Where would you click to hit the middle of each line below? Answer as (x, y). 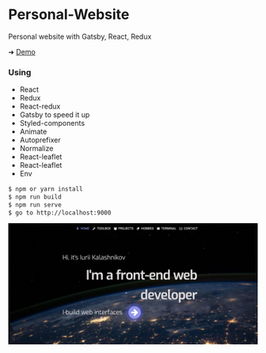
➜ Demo (22, 51)
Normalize (36, 149)
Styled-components (52, 123)
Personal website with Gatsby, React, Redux (80, 36)
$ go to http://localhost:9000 (60, 213)
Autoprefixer (40, 140)
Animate (33, 131)
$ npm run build (35, 197)
